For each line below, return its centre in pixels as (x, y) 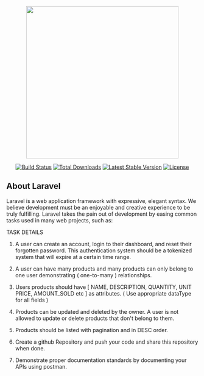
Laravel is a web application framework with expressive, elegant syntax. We (101, 200)
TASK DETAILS (25, 232)
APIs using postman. (41, 366)
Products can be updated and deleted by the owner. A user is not (97, 311)
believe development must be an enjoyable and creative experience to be (98, 207)
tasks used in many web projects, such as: (60, 220)
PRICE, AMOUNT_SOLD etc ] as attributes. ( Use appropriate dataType (103, 293)
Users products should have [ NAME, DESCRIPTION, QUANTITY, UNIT (103, 287)
